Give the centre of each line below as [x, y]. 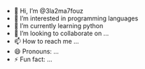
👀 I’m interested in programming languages [76, 18]
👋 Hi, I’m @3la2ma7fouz [49, 11]
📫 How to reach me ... [46, 41]
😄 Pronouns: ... [36, 51]
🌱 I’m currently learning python [58, 26]
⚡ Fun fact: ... [33, 59]
